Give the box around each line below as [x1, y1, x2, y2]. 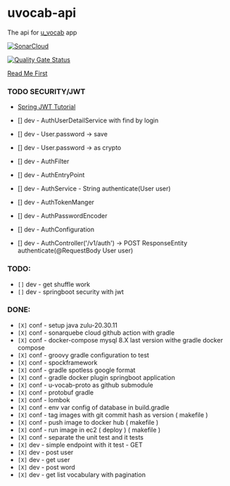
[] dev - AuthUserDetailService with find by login [17, 116, 159, 124]
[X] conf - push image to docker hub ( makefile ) [17, 418, 159, 426]
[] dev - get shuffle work [17, 280, 90, 288]
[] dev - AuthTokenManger [17, 198, 95, 207]
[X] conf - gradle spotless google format [17, 366, 136, 374]
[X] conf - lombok [17, 395, 70, 404]
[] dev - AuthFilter [17, 157, 70, 166]
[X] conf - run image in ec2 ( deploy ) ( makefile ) [17, 426, 161, 434]
